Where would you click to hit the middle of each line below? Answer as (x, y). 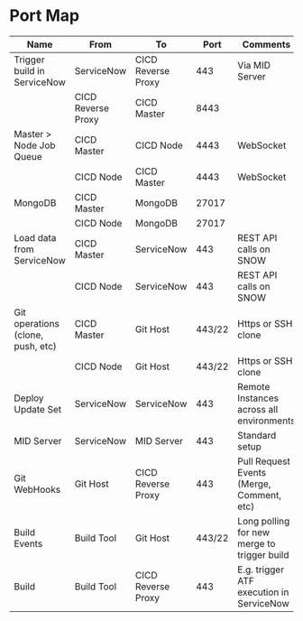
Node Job (35, 145)
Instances (258, 398)
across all (258, 409)
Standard (257, 435)
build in (29, 70)
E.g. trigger (261, 570)
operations (37, 323)
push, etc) (35, 346)
